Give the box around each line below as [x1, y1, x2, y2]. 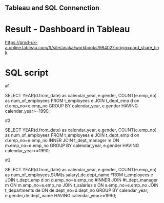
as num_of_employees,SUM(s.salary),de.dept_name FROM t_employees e [5, 172, 154, 178]
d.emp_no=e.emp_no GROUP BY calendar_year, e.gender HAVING [5, 103, 138, 109]
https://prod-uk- [5, 40, 38, 45]
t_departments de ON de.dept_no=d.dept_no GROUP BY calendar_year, [5, 187, 149, 193]
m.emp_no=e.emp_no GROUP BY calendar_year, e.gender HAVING [5, 142, 139, 148]
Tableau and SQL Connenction [5, 4, 100, 12]
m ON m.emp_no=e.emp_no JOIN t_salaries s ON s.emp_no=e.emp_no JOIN [5, 183, 159, 188]
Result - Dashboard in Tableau [5, 23, 130, 35]
